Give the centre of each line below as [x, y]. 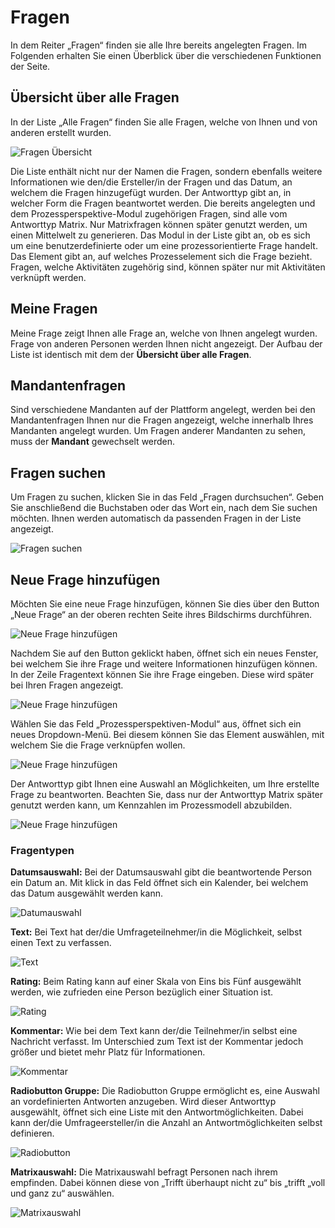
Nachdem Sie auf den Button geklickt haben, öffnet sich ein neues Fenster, [164, 653]
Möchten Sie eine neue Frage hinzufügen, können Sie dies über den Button [165, 604]
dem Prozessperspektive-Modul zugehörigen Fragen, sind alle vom [149, 213]
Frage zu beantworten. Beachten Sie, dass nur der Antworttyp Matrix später [167, 794]
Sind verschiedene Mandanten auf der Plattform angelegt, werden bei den [163, 410]
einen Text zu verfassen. [61, 943]
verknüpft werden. [48, 277]
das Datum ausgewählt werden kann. [86, 893]
